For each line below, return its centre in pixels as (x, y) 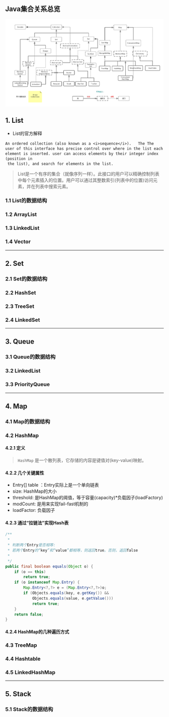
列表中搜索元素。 (53, 186)
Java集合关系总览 (33, 9)
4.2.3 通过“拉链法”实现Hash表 (37, 522)
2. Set (15, 264)
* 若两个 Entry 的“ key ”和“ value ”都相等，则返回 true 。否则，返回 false (73, 551)
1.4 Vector (18, 242)
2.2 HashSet (21, 293)
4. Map (16, 406)
